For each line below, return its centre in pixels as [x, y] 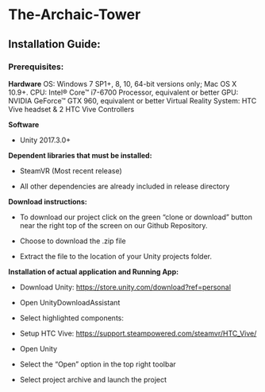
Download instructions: [48, 201]
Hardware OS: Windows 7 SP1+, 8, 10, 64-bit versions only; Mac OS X [123, 83]
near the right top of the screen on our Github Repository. [113, 225]
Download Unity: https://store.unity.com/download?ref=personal [125, 287]
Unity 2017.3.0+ [45, 140]
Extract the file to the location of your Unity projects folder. [116, 256]
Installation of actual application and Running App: [94, 271]
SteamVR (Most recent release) [71, 171]
